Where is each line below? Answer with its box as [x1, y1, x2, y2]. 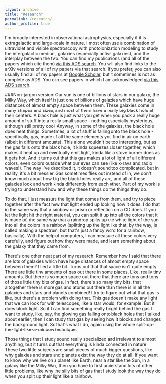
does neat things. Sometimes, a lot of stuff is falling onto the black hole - [5, 128, 154, 134]
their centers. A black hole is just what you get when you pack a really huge [5, 112, 160, 119]
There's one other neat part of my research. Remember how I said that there [5, 253, 161, 259]
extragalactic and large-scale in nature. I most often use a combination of [5, 40, 155, 46]
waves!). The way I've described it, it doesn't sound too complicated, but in [5, 165, 159, 171]
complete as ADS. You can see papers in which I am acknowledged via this [5, 77, 159, 83]
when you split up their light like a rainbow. [5, 373, 93, 379]
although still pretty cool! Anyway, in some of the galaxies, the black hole [5, 123, 155, 129]
